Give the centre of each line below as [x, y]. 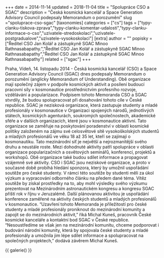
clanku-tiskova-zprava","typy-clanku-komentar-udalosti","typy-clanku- [76, 28]
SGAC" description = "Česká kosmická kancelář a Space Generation [74, 12]
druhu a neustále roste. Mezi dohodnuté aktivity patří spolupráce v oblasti [80, 147]
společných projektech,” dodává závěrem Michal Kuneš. [62, 241]
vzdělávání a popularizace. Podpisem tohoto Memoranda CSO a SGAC [76, 95]
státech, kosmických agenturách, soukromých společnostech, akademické [80, 116]
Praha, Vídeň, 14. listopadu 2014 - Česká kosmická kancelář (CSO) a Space [81, 69]
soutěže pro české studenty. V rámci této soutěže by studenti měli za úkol [80, 173]
